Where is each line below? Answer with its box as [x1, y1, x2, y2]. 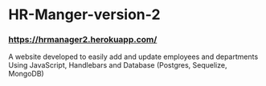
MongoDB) [8, 69, 44, 79]
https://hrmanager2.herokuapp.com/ [8, 34, 158, 45]
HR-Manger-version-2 [8, 6, 161, 24]
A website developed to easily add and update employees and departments [8, 52, 259, 61]
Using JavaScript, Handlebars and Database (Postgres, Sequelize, [8, 61, 227, 70]
